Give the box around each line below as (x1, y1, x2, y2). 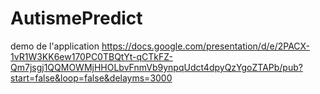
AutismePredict (10, 7, 143, 30)
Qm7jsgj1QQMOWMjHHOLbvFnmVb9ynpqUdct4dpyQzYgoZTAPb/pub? (10, 61, 303, 73)
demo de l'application (10, 40, 100, 52)
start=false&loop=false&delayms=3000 (10, 72, 173, 84)
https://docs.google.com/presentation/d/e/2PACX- (101, 40, 311, 52)
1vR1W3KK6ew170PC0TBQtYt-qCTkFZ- (10, 50, 173, 62)
